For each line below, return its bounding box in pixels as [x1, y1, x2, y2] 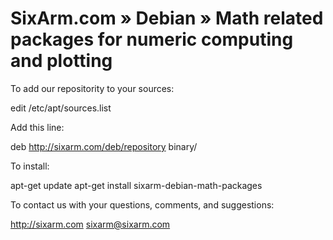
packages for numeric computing [10, 28, 294, 51]
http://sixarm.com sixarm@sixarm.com [10, 218, 171, 230]
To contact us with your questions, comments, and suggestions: [10, 198, 275, 211]
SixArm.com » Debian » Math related [10, 7, 324, 30]
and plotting [10, 50, 113, 72]
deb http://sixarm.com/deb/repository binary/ [10, 140, 198, 152]
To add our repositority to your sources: [10, 82, 175, 94]
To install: [10, 160, 50, 172]
